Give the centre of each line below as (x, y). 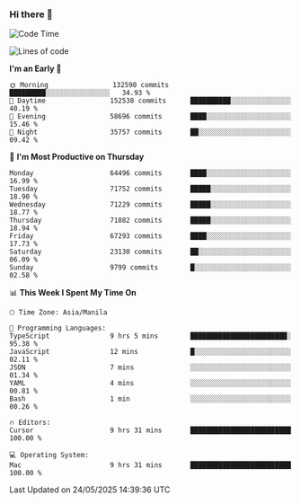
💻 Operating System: (49, 455)
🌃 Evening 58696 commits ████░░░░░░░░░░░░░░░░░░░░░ (150, 117)
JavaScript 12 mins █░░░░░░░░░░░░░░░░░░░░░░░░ (150, 352)
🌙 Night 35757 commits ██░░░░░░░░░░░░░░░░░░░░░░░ (150, 133)
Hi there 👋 (31, 14)
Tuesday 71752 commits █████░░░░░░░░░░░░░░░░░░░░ (150, 189)
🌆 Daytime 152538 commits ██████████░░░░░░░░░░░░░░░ (150, 101)
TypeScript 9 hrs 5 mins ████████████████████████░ (150, 336)
